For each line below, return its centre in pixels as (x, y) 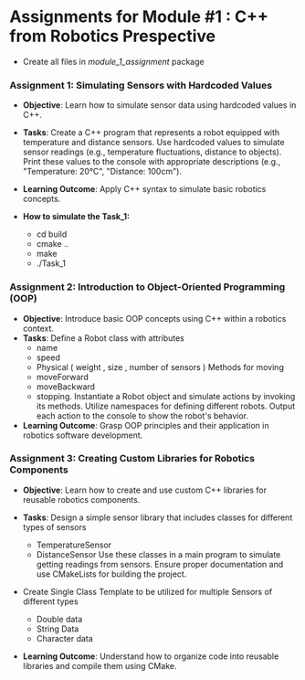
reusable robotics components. (81, 499)
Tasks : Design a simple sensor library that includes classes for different (158, 517)
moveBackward (66, 387)
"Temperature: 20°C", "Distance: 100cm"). (102, 172)
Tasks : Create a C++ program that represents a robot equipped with (151, 133)
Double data (59, 619)
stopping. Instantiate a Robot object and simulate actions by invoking (166, 396)
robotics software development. (83, 435)
